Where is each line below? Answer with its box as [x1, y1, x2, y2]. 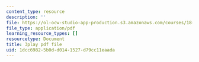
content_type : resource [6, 8, 65, 15]
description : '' [6, 14, 46, 20]
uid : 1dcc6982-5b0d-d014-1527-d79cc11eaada [6, 47, 115, 53]
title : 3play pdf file [6, 42, 62, 48]
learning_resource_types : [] [6, 31, 78, 37]
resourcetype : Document [6, 36, 65, 42]
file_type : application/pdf [6, 25, 76, 31]
